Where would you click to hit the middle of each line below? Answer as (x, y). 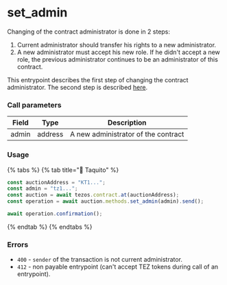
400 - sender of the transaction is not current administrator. (100, 260)
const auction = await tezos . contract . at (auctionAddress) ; (93, 195)
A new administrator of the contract (127, 134)
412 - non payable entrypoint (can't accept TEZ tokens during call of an (118, 267)
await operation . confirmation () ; (55, 214)
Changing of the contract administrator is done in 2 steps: (88, 32)
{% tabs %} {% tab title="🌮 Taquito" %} (63, 170)
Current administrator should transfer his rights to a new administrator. (117, 45)
